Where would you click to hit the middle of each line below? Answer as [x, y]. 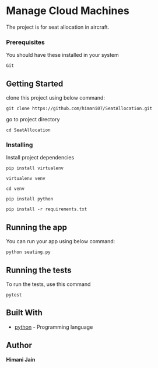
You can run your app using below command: [61, 241]
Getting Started [35, 84]
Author [19, 345]
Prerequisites [25, 42]
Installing [20, 145]
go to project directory [33, 120]
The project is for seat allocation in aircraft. [58, 27]
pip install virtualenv [35, 168]
